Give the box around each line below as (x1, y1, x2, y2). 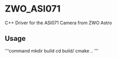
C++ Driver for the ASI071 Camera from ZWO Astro (5, 20, 112, 26)
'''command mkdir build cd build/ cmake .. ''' (5, 47, 99, 53)
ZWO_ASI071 (5, 3, 61, 15)
